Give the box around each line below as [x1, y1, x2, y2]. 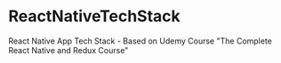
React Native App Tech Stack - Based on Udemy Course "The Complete [8, 35, 273, 46]
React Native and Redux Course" [8, 44, 129, 55]
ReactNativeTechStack [8, 6, 181, 27]
